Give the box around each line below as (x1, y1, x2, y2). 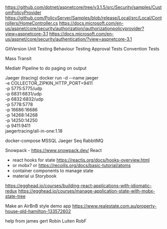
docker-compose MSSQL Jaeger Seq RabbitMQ (5, 137, 104, 143)
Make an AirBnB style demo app (5, 203, 71, 209)
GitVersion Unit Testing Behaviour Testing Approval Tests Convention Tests (5, 46, 160, 51)
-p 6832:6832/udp (5, 96, 44, 102)
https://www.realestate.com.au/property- (72, 203, 157, 209)
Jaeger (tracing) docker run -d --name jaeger (5, 75, 99, 80)
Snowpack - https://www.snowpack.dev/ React (5, 147, 102, 153)
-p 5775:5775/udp (5, 85, 42, 91)
